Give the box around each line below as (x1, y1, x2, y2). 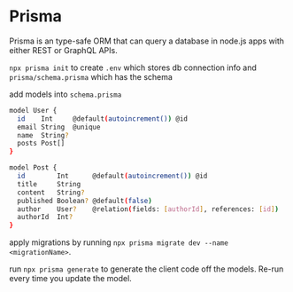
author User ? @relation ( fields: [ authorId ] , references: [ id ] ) (17, 204, 279, 214)
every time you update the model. (9, 273, 133, 284)
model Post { (9, 163, 58, 172)
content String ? (17, 188, 86, 197)
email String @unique (17, 122, 101, 131)
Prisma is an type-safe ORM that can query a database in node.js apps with (9, 36, 285, 46)
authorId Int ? (17, 213, 73, 222)
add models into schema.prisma (9, 89, 122, 99)
